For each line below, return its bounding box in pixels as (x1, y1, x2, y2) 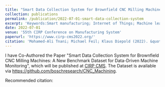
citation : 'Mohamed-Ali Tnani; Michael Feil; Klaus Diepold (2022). (5, 39, 148, 44)
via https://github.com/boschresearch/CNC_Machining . (5, 68, 117, 74)
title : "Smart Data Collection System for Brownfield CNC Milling (5, 7, 144, 12)
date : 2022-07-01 (5, 25, 41, 30)
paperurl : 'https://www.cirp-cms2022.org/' (5, 35, 96, 40)
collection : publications (5, 12, 58, 17)
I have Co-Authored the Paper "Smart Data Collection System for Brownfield (5, 52, 159, 58)
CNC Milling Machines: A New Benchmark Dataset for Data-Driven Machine (5, 57, 158, 64)
